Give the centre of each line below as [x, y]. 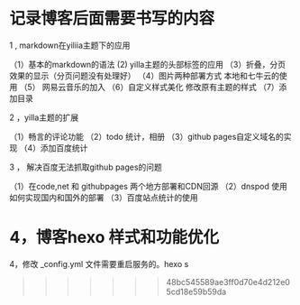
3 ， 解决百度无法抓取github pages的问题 [86, 167]
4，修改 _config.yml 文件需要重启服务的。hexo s [99, 263]
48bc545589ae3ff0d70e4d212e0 [228, 282]
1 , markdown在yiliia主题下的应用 [70, 45]
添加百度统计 [64, 148]
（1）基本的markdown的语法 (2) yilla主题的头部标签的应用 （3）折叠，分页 [148, 64]
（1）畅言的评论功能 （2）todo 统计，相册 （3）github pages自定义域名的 [146, 136]
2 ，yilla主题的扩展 [44, 117]
